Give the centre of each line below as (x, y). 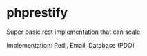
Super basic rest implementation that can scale (73, 32)
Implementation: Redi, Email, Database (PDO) (71, 45)
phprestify (37, 13)
